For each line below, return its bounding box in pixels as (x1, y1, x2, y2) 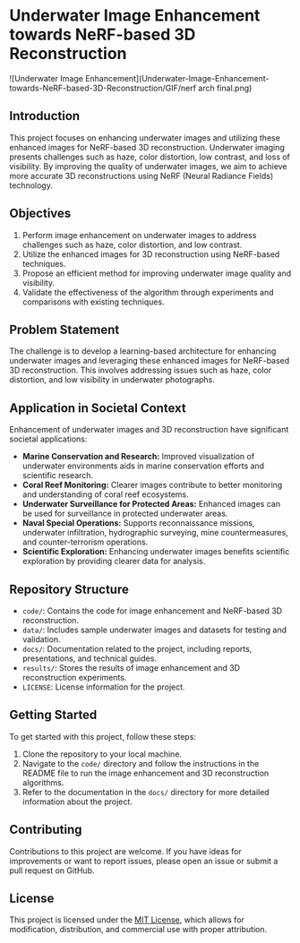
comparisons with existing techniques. (21, 296, 165, 307)
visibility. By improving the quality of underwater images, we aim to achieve (9, 160, 288, 171)
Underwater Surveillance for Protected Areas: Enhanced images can (21, 499, 280, 510)
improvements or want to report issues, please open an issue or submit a (9, 855, 279, 866)
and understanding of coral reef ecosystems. (21, 489, 190, 500)
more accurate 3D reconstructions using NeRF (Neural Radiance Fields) (9, 170, 274, 181)
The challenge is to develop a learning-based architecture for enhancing (9, 346, 277, 356)
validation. (21, 634, 61, 645)
